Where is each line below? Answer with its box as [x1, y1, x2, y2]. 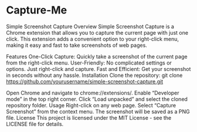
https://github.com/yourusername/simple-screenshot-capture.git [6, 77, 164, 85]
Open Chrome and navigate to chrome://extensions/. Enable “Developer [6, 89, 180, 96]
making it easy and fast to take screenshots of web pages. [6, 42, 148, 49]
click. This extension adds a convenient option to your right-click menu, [6, 35, 179, 42]
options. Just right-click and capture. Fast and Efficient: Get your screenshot [6, 65, 191, 72]
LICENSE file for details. [6, 120, 64, 127]
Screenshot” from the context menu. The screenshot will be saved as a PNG [6, 108, 190, 115]
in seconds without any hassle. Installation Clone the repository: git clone [6, 72, 183, 79]
